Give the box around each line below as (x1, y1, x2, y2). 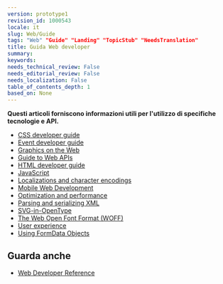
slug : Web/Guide (7, 30, 55, 38)
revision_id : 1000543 (7, 17, 72, 24)
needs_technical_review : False (7, 63, 100, 70)
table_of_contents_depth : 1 (7, 83, 91, 90)
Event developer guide (17, 138, 84, 147)
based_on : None (7, 90, 53, 97)
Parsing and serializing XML (17, 199, 100, 207)
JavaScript (17, 169, 50, 177)
